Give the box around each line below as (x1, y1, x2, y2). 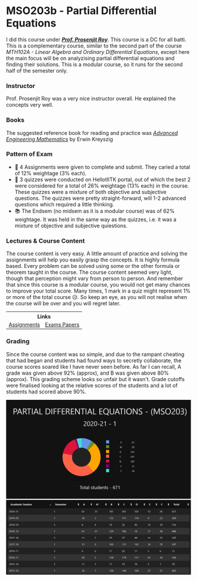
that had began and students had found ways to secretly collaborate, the (6, 356, 182, 364)
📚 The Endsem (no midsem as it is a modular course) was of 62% (14, 207, 175, 215)
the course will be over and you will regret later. (6, 300, 121, 307)
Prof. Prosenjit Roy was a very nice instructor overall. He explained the (6, 95, 176, 102)
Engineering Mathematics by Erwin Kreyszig (6, 135, 113, 142)
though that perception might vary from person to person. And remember (6, 275, 184, 282)
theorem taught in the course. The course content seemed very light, (6, 269, 173, 276)
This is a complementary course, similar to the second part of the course (6, 42, 182, 49)
